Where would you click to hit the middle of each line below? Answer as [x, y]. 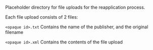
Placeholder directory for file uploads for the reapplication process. [75, 7]
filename [14, 32]
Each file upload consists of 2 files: [42, 17]
